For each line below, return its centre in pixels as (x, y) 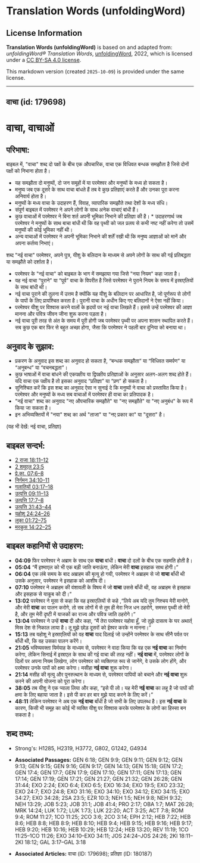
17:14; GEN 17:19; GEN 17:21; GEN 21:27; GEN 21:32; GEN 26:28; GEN (98, 778)
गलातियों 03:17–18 (34, 487)
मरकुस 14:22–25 (33, 527)
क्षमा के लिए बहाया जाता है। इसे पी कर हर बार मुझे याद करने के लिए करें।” (84, 694)
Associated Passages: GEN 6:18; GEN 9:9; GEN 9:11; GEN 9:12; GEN (99, 760)
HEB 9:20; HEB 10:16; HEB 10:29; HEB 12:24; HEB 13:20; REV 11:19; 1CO (101, 829)
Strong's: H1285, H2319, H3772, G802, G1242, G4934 (81, 748)
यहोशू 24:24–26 (32, 514)
